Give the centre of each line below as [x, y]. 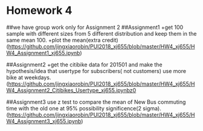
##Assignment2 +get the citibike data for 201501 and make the [84, 65]
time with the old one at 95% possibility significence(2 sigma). [84, 108]
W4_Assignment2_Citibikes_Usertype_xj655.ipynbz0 [71, 90]
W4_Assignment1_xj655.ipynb [43, 53]
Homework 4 [39, 11]
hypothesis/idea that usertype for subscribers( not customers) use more [96, 71]
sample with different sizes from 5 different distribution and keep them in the [101, 33]
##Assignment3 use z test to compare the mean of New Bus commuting [96, 102]
